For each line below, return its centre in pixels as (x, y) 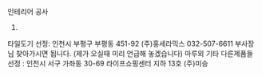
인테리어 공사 (28, 11)
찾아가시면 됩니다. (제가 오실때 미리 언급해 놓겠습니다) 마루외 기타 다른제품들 (134, 53)
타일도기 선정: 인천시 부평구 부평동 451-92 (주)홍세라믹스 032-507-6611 (120, 43)
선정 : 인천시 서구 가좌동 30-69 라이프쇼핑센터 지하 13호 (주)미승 (108, 63)
